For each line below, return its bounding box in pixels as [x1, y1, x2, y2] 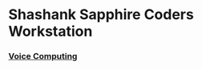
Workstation [8, 22, 93, 40]
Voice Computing [8, 51, 78, 62]
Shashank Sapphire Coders [8, 6, 194, 24]
